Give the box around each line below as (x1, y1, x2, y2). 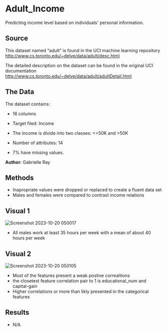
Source (5, 34, 29, 43)
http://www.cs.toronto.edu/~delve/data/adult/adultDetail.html (5, 73, 132, 79)
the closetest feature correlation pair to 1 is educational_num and (12, 278, 146, 283)
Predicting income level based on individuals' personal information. (5, 20, 144, 26)
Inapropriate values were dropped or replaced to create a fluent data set (12, 187, 162, 193)
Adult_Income (5, 3, 65, 15)
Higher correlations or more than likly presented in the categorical (12, 288, 149, 294)
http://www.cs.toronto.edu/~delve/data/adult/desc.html (5, 53, 120, 59)
